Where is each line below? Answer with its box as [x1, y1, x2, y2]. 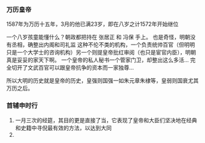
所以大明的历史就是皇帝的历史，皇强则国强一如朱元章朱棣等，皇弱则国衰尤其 [6, 77, 199, 84]
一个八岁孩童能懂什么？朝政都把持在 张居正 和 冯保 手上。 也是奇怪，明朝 [6, 34, 190, 41]
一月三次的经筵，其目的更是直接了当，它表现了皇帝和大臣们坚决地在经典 [15, 116, 197, 123]
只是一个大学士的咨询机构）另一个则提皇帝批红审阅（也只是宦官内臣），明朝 [6, 49, 196, 56]
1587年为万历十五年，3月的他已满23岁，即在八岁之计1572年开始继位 [6, 20, 179, 28]
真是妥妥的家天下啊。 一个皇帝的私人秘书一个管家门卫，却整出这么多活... [6, 56, 189, 64]
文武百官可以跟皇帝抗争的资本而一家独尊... [27, 64, 134, 71]
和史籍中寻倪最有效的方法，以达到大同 [15, 124, 112, 131]
